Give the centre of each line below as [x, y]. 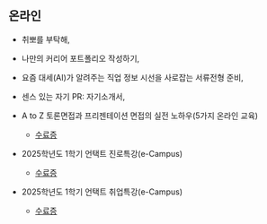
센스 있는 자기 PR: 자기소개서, [73, 96]
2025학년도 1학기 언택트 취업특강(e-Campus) [102, 192]
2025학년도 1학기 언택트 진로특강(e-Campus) [102, 153]
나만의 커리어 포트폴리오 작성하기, [80, 58]
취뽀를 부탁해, [46, 39]
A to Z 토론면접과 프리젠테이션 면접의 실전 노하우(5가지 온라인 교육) [139, 116]
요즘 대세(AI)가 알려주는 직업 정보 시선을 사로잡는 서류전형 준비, [132, 77]
